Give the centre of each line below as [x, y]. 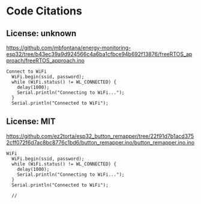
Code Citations [44, 11]
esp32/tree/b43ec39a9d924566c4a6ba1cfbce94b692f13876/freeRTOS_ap [99, 54]
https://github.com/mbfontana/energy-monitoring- [69, 48]
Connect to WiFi [26, 72]
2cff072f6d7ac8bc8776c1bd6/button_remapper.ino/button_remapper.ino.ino [100, 142]
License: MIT [31, 122]
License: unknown [41, 33]
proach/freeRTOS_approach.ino [46, 60]
